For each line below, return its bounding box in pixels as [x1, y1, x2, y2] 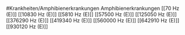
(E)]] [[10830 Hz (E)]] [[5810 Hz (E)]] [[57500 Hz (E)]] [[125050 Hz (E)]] [6, 11, 177, 18]
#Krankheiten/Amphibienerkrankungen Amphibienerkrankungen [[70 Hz [6, 5, 180, 11]
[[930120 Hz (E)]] [6, 23, 48, 30]
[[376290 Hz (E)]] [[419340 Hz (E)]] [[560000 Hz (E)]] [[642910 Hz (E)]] [6, 17, 180, 24]
